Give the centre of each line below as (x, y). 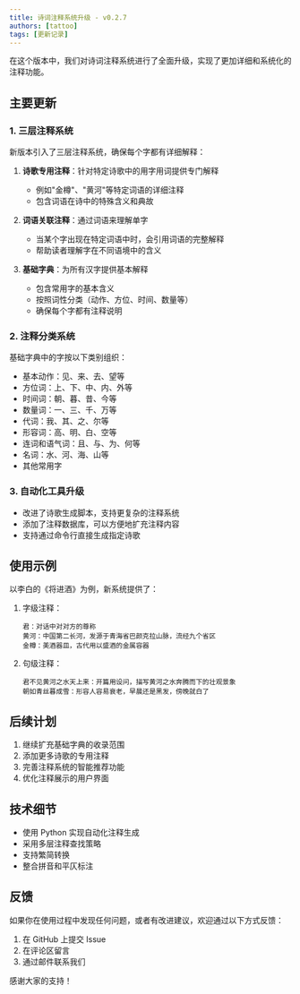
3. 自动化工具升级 (47, 492)
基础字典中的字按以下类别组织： (68, 357)
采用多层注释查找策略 (61, 844)
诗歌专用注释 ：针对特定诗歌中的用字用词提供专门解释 (120, 171)
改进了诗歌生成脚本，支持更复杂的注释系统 (101, 512)
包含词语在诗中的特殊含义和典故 (94, 201)
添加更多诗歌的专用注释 (65, 756)
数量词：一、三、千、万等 (69, 410)
